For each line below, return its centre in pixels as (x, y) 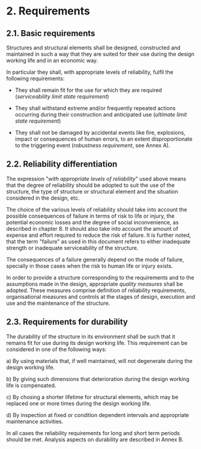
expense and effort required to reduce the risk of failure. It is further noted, (99, 235)
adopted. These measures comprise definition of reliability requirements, (96, 290)
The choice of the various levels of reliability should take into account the (97, 209)
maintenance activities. (35, 421)
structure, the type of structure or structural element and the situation (92, 191)
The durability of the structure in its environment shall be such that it (91, 336)
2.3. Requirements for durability (67, 322)
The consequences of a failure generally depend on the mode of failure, (95, 259)
